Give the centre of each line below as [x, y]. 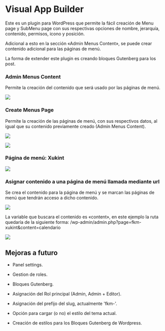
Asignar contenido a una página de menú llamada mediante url [82, 181]
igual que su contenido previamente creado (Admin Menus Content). [76, 126]
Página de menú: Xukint [35, 158]
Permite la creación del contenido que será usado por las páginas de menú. [83, 88]
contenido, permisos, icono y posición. [45, 34]
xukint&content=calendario [33, 228]
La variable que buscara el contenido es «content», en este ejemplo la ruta [82, 217]
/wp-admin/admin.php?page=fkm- [106, 222]
